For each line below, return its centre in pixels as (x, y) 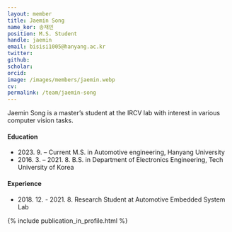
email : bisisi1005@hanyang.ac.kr (57, 47)
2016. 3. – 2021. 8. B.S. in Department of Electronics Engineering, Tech (120, 160)
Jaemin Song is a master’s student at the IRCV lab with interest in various (114, 113)
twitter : (20, 54)
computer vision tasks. (40, 120)
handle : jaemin (30, 40)
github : (19, 60)
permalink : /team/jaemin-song (52, 93)
